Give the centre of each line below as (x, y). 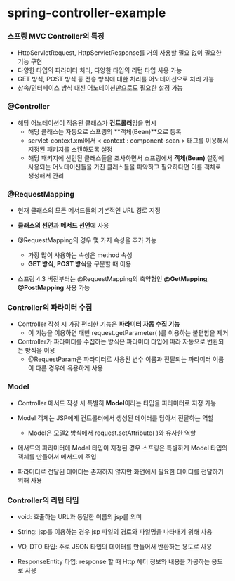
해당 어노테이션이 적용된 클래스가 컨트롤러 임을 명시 (87, 123)
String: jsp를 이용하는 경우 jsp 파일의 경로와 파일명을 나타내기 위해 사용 (115, 531)
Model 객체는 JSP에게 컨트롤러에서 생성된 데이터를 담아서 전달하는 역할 (115, 418)
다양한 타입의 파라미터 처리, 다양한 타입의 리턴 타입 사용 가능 (100, 70)
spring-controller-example (87, 13)
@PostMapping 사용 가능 (54, 288)
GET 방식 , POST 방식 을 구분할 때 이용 (80, 264)
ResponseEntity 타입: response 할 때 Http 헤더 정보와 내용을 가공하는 (114, 561)
